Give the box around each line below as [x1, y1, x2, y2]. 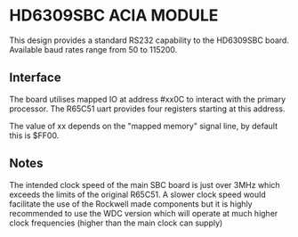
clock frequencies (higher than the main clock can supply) [9, 217, 223, 228]
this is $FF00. [9, 130, 60, 141]
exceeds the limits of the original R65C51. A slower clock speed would [9, 189, 266, 200]
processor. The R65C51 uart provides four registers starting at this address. [9, 103, 286, 114]
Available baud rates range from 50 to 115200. [9, 44, 178, 54]
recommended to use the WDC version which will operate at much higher [9, 208, 278, 218]
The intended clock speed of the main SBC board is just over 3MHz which [9, 179, 280, 190]
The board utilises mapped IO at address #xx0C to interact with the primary [9, 94, 286, 104]
